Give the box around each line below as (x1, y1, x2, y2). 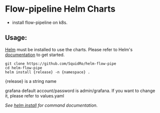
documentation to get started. (5, 52, 65, 57)
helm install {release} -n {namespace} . (5, 70, 90, 75)
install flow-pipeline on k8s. (12, 19, 68, 25)
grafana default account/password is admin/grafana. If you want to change (5, 88, 156, 94)
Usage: (5, 34, 28, 42)
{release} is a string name (5, 78, 57, 84)
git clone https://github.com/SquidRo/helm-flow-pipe (5, 61, 117, 66)
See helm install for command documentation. (5, 102, 98, 108)
